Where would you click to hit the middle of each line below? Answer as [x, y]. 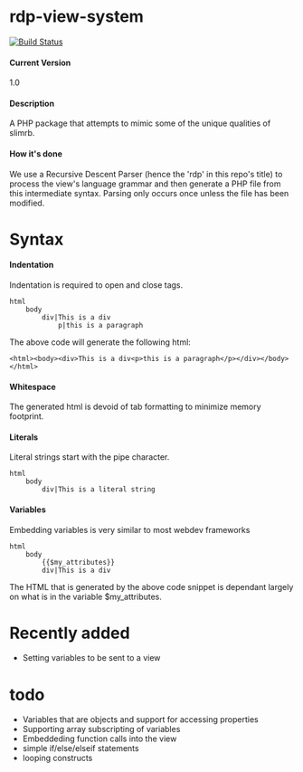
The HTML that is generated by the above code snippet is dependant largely [151, 586]
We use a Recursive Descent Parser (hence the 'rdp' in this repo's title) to [146, 174]
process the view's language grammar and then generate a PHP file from [145, 184]
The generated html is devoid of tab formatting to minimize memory [135, 407]
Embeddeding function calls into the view [99, 739]
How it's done [36, 153]
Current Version [40, 62]
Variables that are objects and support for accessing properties [141, 720]
